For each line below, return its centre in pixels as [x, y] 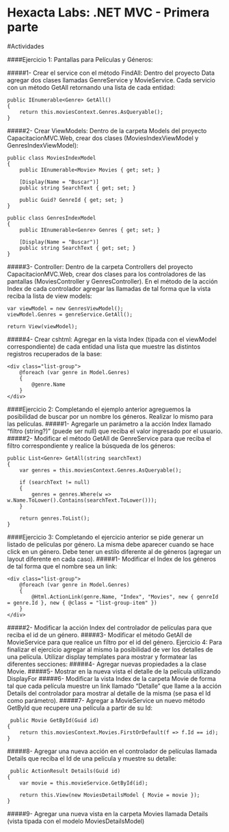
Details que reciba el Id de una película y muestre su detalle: [92, 758]
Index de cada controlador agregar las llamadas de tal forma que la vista [109, 288]
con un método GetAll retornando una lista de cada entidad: [91, 87]
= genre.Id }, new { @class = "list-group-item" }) [82, 603]
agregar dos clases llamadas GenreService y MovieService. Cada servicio [111, 80]
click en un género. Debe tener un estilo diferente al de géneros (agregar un [114, 551]
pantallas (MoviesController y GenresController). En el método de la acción [112, 281]
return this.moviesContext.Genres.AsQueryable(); [92, 112]
